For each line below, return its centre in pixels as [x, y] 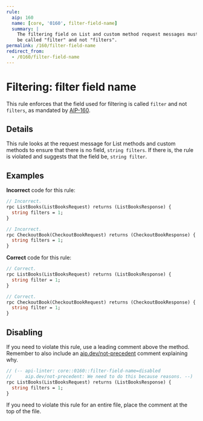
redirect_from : [25, 51]
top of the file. [24, 411]
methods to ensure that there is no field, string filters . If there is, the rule [100, 150]
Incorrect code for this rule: [41, 190]
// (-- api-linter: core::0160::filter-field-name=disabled [84, 371]
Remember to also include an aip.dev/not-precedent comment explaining [97, 353]
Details [20, 129]
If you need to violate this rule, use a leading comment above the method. [98, 347]
